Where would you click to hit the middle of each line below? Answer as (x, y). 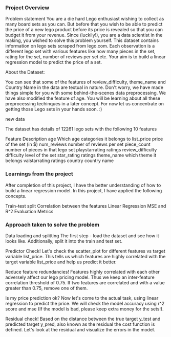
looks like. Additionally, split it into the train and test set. (64, 241)
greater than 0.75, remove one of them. (47, 288)
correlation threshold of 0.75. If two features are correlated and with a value (85, 282)
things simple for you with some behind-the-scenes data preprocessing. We (86, 93)
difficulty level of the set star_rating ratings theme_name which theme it (81, 155)
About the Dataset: (25, 72)
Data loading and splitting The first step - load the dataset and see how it (82, 235)
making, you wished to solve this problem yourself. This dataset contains (82, 40)
